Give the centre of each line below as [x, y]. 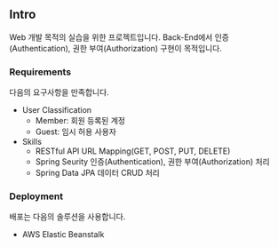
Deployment [36, 196]
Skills [32, 142]
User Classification [56, 110]
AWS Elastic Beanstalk [63, 235]
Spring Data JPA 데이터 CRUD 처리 [97, 173]
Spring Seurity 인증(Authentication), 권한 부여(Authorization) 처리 [152, 162]
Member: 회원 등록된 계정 [80, 121]
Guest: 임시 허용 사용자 [76, 131]
